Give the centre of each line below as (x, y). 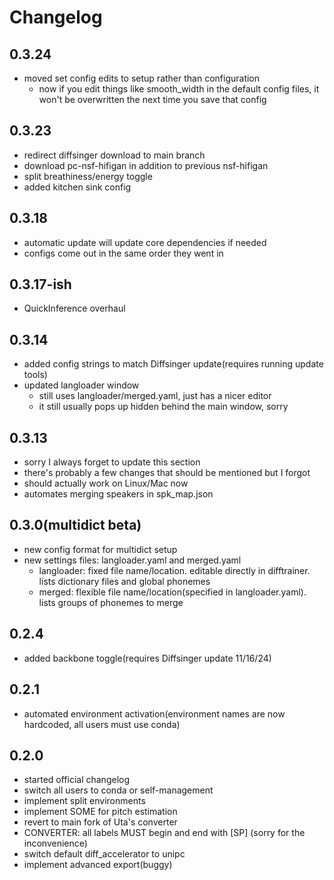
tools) (35, 375)
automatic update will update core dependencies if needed (145, 242)
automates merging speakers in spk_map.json (118, 494)
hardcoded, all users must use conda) (102, 724)
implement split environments (84, 801)
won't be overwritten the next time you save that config (152, 99)
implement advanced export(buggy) (98, 865)
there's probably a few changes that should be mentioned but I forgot (167, 473)
